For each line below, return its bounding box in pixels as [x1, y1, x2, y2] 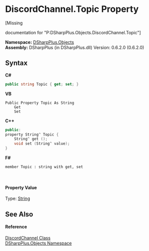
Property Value [5, 184, 37, 190]
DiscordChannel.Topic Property [5, 3, 139, 15]
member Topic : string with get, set [5, 165, 83, 169]
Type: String [5, 195, 30, 202]
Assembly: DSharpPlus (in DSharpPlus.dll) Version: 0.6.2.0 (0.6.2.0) [5, 44, 145, 50]
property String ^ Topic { [5, 132, 59, 137]
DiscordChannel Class [5, 235, 51, 241]
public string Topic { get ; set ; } [5, 82, 79, 86]
